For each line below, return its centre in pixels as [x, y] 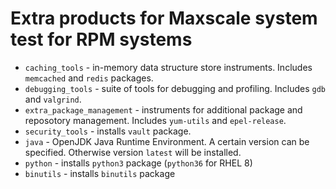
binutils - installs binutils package [100, 173]
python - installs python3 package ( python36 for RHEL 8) [138, 163]
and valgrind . [53, 99]
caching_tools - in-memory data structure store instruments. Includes [168, 67]
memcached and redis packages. [89, 78]
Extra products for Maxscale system [164, 18]
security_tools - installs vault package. [108, 131]
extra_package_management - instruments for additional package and [163, 109]
